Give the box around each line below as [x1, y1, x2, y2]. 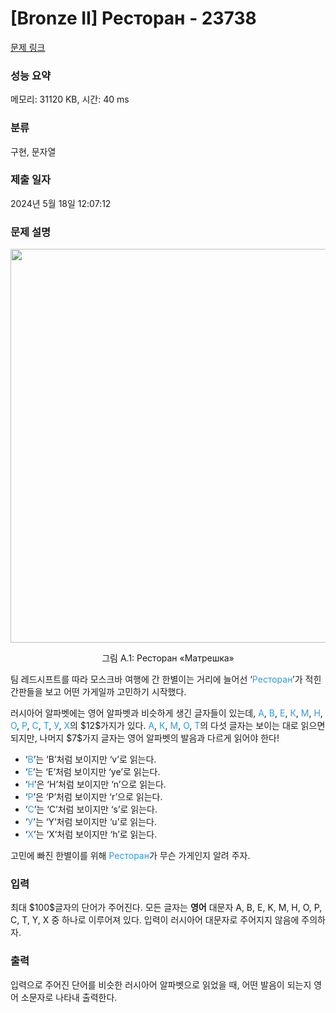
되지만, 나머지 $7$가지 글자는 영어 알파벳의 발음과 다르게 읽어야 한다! [10, 732, 280, 744]
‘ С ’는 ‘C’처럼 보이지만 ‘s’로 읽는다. [24, 803, 158, 816]
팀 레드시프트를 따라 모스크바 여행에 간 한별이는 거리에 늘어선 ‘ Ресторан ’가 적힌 [10, 673, 322, 686]
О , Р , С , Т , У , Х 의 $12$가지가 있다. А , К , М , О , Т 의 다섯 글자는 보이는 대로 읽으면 [10, 720, 326, 732]
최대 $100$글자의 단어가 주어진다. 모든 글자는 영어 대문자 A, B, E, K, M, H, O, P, [10, 902, 323, 914]
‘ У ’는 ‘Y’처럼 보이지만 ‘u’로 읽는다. [24, 816, 157, 828]
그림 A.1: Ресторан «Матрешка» [101, 652, 235, 664]
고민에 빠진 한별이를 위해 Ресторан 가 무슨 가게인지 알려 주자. [10, 850, 251, 862]
